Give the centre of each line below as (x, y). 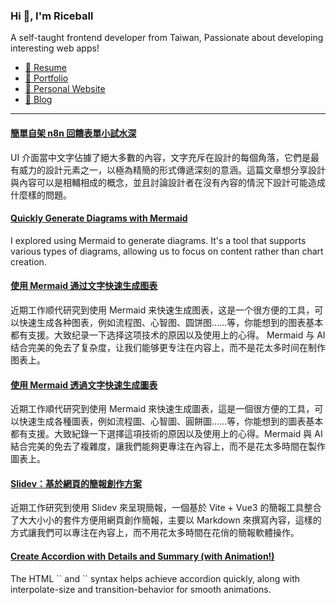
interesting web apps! (55, 48)
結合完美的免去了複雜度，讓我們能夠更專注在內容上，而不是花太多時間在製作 (168, 446)
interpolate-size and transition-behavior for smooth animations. (141, 589)
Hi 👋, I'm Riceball (52, 16)
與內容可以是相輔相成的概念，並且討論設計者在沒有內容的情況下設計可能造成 (168, 182)
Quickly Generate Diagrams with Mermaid (99, 218)
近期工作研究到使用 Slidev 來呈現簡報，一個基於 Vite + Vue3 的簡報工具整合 (166, 508)
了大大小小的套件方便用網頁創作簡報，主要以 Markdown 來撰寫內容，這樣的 (166, 520)
